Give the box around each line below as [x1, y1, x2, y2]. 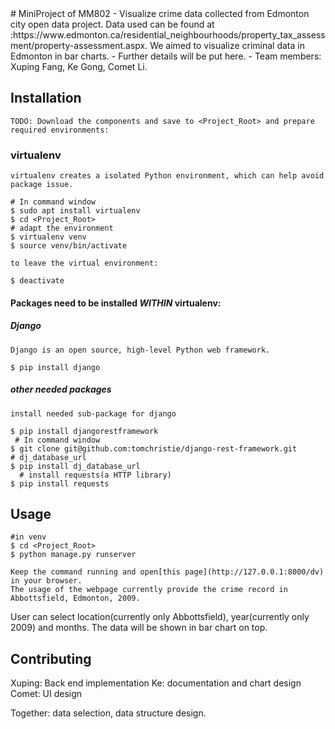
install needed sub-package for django [10, 408, 177, 419]
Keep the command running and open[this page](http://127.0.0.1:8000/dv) [10, 567, 325, 577]
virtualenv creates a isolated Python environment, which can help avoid [10, 171, 325, 181]
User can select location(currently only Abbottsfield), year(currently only [10, 611, 310, 623]
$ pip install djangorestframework [10, 426, 159, 436]
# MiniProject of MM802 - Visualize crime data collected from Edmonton [10, 8, 310, 19]
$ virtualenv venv [10, 232, 87, 242]
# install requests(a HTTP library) [19, 470, 172, 480]
